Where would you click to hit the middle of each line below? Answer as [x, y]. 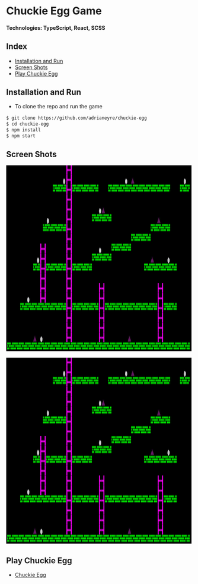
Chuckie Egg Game [54, 11]
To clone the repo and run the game [58, 107]
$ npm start [21, 136]
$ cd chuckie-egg [28, 124]
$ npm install [24, 130]
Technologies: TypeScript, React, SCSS [56, 27]
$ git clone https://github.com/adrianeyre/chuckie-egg [76, 118]
